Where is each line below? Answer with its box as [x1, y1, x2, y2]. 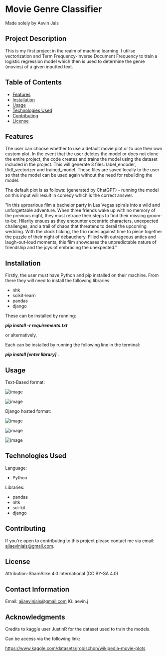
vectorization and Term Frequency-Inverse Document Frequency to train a [5, 53, 158, 59]
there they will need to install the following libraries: [5, 278, 111, 284]
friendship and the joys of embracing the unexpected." [5, 245, 118, 251]
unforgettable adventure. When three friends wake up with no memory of [5, 207, 156, 213]
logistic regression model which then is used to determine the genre [5, 58, 145, 64]
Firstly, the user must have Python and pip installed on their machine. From [5, 272, 159, 278]
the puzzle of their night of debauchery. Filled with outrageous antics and [5, 234, 156, 240]
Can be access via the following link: [5, 636, 81, 642]
